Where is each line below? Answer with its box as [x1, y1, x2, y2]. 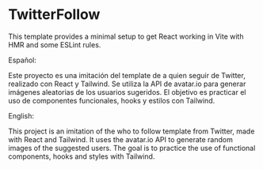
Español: [8, 55, 37, 65]
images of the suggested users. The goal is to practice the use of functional [8, 143, 256, 152]
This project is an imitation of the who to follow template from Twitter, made [8, 126, 255, 136]
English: [8, 111, 34, 120]
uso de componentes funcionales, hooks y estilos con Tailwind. [8, 96, 215, 105]
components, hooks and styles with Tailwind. [8, 152, 155, 161]
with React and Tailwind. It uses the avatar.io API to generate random [8, 134, 234, 144]
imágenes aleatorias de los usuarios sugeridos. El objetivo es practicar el [8, 87, 246, 96]
